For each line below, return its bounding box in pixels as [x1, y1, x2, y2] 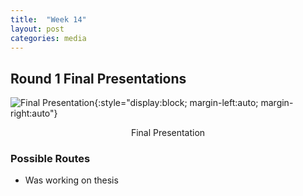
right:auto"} [10, 107, 58, 120]
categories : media [10, 33, 87, 43]
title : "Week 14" [10, 14, 87, 25]
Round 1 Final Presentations [10, 70, 187, 87]
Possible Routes [10, 152, 91, 166]
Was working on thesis [24, 174, 119, 186]
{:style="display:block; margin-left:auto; [94, 97, 259, 109]
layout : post [10, 24, 65, 34]
